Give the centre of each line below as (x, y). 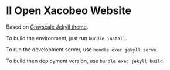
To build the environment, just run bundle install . (67, 38)
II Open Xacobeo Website (69, 11)
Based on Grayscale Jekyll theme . (47, 27)
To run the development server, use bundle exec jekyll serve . (82, 49)
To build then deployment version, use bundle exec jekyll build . (85, 61)
